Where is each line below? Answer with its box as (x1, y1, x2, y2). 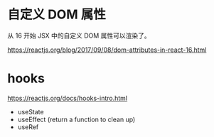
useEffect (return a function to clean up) (17, 115, 136, 124)
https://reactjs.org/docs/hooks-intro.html (7, 94, 128, 102)
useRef (17, 122, 39, 131)
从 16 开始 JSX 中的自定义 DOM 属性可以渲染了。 (7, 31, 151, 40)
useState (17, 107, 44, 116)
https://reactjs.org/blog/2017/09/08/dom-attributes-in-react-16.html (7, 45, 207, 54)
